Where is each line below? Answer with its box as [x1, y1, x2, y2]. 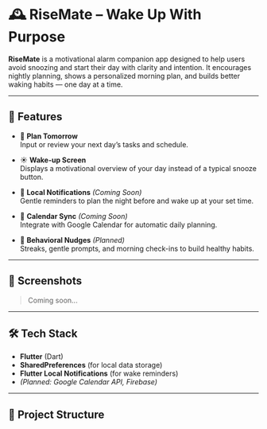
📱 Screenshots [8, 275, 83, 288]
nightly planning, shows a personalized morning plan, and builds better [8, 71, 241, 80]
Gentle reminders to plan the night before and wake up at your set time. [19, 196, 254, 205]
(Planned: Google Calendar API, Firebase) [19, 377, 157, 387]
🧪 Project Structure [8, 408, 105, 421]
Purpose [8, 28, 66, 46]
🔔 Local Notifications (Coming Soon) [19, 187, 142, 197]
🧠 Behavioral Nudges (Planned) [19, 235, 126, 244]
